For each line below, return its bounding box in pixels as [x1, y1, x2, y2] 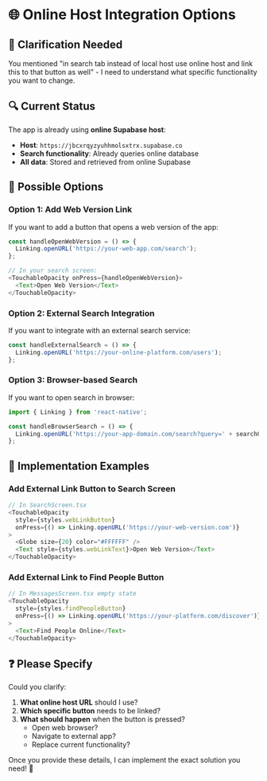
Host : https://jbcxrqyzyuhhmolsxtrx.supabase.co [19, 140, 183, 150]
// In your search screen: [8, 266, 98, 275]
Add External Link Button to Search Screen [8, 483, 176, 494]
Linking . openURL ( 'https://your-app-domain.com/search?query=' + [15, 429, 233, 438]
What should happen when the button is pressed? [19, 714, 185, 725]
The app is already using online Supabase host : [8, 125, 166, 134]
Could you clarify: [8, 682, 67, 692]
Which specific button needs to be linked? [19, 706, 161, 716]
